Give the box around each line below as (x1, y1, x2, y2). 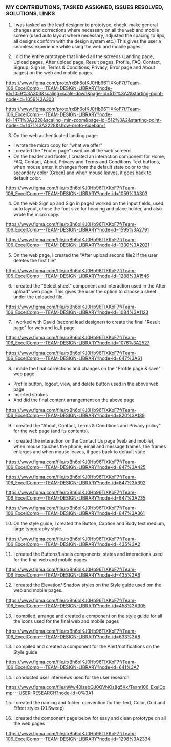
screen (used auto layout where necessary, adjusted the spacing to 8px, (13, 32, 166, 39)
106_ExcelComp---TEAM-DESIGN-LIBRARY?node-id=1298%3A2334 (6, 736, 151, 742)
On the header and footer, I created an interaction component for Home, (13, 153, 165, 160)
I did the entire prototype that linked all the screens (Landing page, (13, 53, 154, 60)
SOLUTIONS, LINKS (6, 10, 55, 17)
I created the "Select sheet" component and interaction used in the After (13, 283, 166, 289)
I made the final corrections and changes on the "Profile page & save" (13, 366, 161, 372)
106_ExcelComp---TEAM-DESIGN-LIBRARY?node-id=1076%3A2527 (6, 340, 150, 346)
